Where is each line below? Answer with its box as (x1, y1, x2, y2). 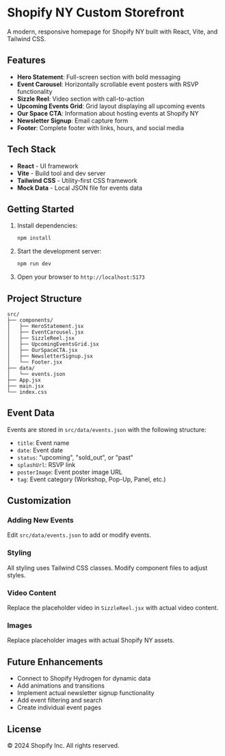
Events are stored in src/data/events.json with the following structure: (7, 425, 207, 433)
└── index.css (7, 388, 48, 395)
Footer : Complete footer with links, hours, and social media (16, 123, 185, 131)
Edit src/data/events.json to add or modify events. (7, 531, 152, 539)
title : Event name (16, 438, 70, 446)
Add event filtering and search (16, 696, 103, 705)
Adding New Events (7, 516, 74, 525)
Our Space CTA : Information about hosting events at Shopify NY (16, 109, 199, 117)
